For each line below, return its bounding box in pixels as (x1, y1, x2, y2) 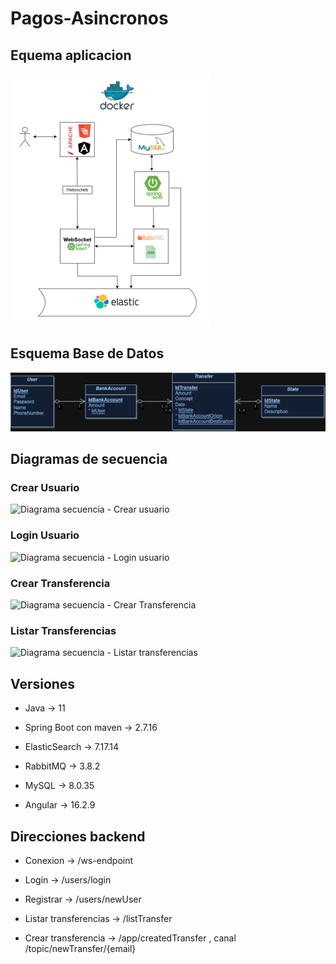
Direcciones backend (10, 828, 146, 845)
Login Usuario (10, 528, 80, 542)
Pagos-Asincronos (10, 7, 169, 30)
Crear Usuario (10, 481, 80, 495)
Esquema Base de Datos (10, 345, 165, 362)
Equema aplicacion (10, 47, 132, 64)
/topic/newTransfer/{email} (24, 942, 137, 954)
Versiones (10, 675, 76, 692)
